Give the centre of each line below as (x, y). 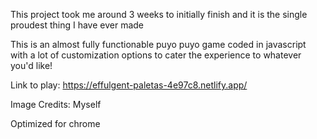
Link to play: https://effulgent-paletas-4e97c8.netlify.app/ (129, 85)
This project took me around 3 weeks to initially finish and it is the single (159, 14)
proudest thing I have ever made (77, 25)
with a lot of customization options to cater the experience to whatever (156, 55)
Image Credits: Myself (56, 104)
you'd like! (31, 65)
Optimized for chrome (55, 123)
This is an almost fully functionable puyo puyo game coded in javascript (158, 44)
